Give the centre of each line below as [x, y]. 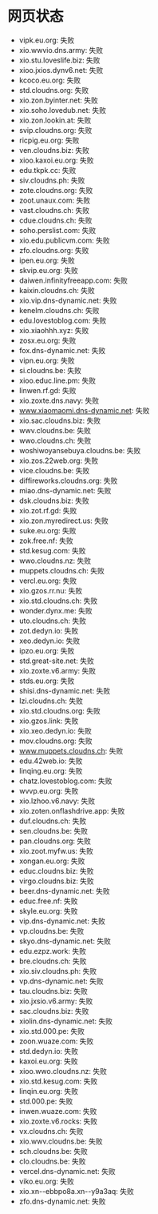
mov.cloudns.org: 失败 [55, 741]
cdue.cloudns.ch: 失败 [55, 220]
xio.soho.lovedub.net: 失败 [63, 110]
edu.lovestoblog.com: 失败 [63, 320]
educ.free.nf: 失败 [48, 901]
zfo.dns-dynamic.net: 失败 [62, 1201]
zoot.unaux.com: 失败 [55, 200]
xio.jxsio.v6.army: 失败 [56, 1001]
